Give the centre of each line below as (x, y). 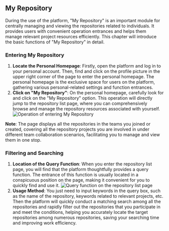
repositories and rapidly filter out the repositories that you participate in (87, 207)
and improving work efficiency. (45, 223)
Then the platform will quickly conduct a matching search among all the (87, 202)
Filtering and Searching (34, 153)
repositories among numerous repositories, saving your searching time (86, 218)
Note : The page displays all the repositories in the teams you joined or (78, 124)
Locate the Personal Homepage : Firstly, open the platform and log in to (87, 66)
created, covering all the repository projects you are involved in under (77, 129)
